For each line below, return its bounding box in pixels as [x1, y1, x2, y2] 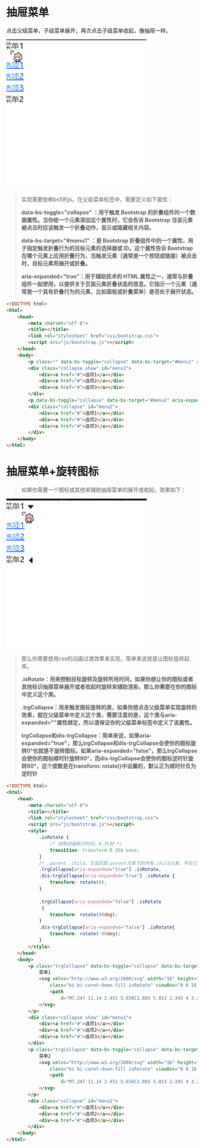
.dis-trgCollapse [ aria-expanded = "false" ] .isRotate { [38, 924, 175, 930]
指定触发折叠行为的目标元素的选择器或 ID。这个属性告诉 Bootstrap [26, 244, 193, 252]
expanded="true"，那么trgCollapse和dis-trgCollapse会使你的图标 [21, 740, 191, 747]
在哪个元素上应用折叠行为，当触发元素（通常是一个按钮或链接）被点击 [21, 252, 197, 259]
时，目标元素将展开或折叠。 [21, 260, 91, 267]
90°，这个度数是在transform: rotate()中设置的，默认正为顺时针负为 [26, 763, 196, 769]
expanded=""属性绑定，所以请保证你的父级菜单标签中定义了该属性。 [21, 719, 195, 726]
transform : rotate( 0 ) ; [49, 879, 107, 886]
